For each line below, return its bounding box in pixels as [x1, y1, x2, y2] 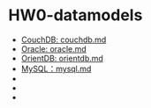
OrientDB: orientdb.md [20, 53, 103, 63]
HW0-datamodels [8, 5, 143, 25]
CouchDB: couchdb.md [20, 34, 107, 45]
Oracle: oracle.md [20, 43, 87, 54]
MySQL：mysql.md [20, 63, 92, 74]
